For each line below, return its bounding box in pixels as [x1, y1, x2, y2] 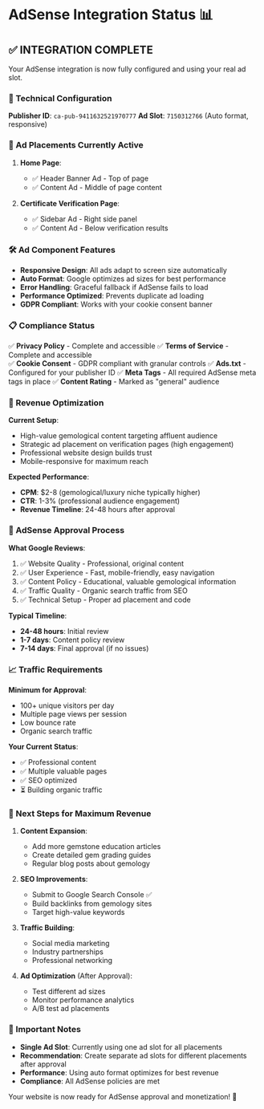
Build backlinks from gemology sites [31, 899, 152, 908]
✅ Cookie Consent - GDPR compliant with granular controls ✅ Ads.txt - [8, 359, 246, 368]
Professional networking [31, 956, 113, 965]
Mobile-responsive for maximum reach [19, 457, 148, 466]
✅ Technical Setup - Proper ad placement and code [19, 595, 191, 604]
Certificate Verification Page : [19, 198, 120, 208]
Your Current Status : [8, 742, 79, 752]
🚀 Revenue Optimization [8, 397, 104, 408]
